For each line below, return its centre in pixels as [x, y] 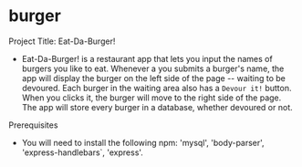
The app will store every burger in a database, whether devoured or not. [157, 107]
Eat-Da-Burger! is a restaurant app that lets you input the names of [147, 58]
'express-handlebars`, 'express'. [82, 152]
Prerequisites [33, 125]
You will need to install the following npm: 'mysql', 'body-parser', [143, 142]
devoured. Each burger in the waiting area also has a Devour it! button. [156, 88]
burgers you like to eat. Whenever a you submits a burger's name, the [153, 68]
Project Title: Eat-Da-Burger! [62, 41]
